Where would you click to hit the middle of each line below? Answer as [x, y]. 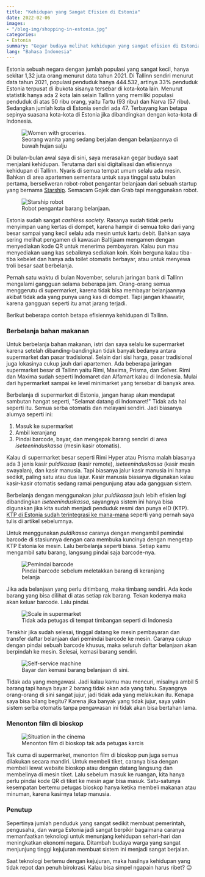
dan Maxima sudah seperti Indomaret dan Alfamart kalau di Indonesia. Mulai [102, 377]
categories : [21, 35]
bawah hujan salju [44, 146]
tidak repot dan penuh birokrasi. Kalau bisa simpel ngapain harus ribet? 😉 [99, 867]
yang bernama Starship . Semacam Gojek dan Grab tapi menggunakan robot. [102, 190]
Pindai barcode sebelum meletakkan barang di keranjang [93, 571]
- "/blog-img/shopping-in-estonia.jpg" [57, 29]
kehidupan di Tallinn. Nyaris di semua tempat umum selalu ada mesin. [94, 170]
